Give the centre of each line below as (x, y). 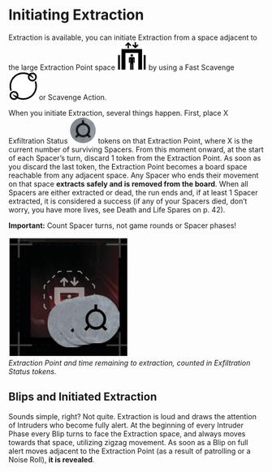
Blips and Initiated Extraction (83, 397)
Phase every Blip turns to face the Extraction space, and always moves (127, 433)
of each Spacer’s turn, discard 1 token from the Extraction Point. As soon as (135, 158)
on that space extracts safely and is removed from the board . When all (129, 183)
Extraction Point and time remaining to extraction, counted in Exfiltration (130, 363)
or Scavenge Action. (73, 97)
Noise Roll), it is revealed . (52, 459)
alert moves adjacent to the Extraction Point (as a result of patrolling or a (130, 451)
